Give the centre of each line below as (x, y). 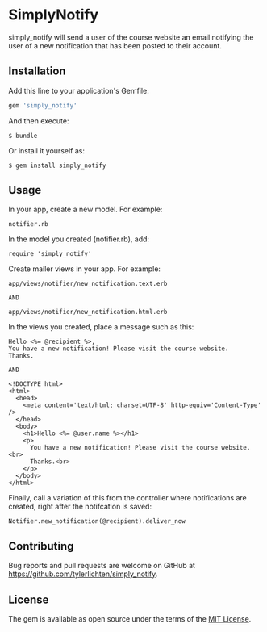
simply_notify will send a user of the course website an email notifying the (131, 37)
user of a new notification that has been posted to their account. (115, 45)
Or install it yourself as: (46, 150)
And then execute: (39, 121)
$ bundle (23, 136)
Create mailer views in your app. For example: (85, 269)
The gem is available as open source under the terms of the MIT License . (130, 619)
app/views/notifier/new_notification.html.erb (88, 312)
